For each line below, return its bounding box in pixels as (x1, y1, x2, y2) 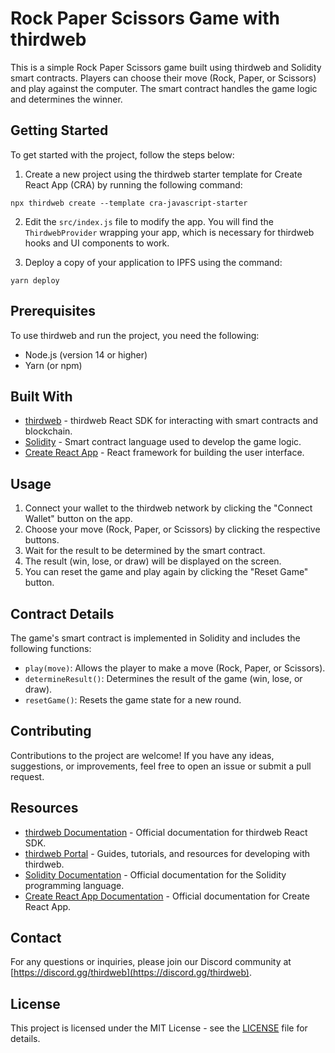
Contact (10, 930, 62, 947)
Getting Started (10, 122, 109, 139)
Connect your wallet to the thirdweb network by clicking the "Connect (24, 502, 313, 514)
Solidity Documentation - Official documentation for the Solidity (24, 868, 287, 881)
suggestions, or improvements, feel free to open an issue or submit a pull (10, 760, 312, 772)
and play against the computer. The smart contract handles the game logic (10, 82, 318, 94)
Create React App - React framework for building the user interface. (24, 447, 305, 459)
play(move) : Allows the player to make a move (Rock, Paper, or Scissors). (24, 662, 326, 674)
